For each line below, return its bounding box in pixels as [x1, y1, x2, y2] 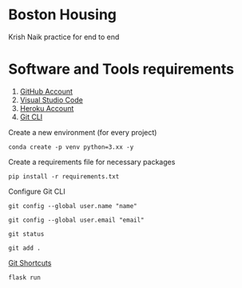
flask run [8, 274, 42, 282]
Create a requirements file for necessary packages [8, 157, 176, 166]
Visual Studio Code [19, 94, 84, 105]
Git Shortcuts [8, 258, 52, 267]
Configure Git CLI [8, 186, 65, 196]
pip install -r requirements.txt [8, 172, 120, 181]
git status [8, 230, 45, 238]
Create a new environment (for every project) [8, 127, 157, 137]
